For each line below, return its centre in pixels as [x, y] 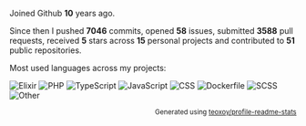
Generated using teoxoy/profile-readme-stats [225, 112]
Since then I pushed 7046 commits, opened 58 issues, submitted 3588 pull [151, 31]
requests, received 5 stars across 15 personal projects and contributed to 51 [153, 41]
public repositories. [46, 50]
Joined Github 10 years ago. [62, 13]
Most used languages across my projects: [88, 68]
